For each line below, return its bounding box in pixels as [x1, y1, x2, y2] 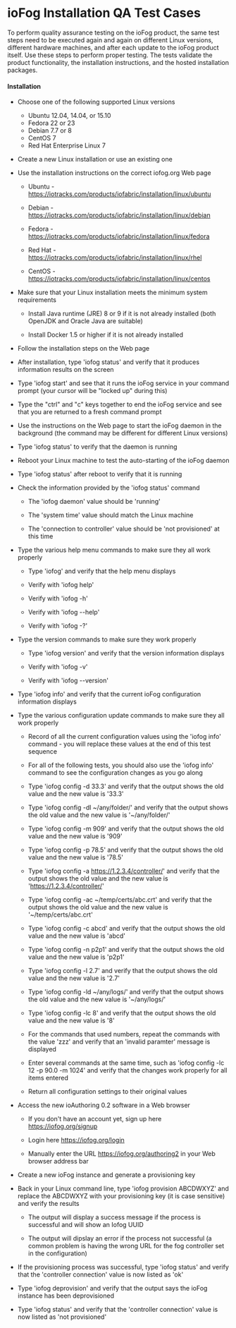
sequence [27, 747, 58, 756]
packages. [7, 66, 38, 74]
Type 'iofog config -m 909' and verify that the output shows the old [27, 824, 224, 833]
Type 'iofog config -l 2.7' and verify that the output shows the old [27, 967, 218, 975]
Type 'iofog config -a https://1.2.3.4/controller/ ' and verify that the [27, 867, 220, 876]
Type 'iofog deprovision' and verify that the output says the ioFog [17, 1284, 208, 1293]
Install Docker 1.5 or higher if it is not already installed [27, 330, 184, 339]
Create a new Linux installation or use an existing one [17, 155, 173, 164]
